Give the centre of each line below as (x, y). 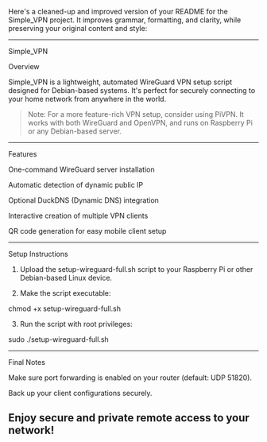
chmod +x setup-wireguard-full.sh (65, 308)
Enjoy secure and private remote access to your (129, 418)
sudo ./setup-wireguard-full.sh (58, 339)
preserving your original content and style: (78, 28)
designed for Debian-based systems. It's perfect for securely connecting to (132, 90)
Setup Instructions (39, 254)
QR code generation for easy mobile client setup (87, 231)
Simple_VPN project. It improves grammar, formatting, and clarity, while (125, 20)
